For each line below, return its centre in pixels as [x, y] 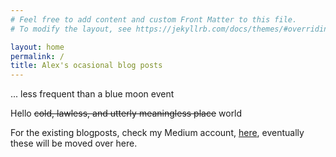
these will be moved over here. [74, 143]
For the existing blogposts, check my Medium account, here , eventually [157, 133]
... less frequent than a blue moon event [92, 94]
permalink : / [37, 56]
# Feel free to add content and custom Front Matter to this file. [154, 19]
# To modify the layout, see [71, 29]
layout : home [37, 47]
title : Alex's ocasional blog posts [86, 66]
